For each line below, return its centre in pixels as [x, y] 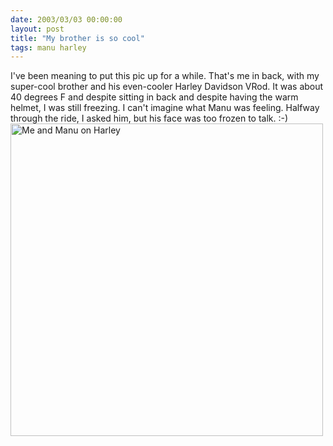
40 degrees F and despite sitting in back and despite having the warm [154, 97]
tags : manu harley [48, 47]
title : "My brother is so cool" [77, 38]
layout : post [37, 29]
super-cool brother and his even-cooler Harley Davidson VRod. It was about [167, 87]
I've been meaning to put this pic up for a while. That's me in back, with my [165, 76]
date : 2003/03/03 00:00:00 [66, 19]
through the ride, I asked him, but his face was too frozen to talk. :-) [149, 118]
